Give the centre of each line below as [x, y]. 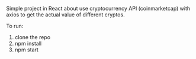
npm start [26, 50]
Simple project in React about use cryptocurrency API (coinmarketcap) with [98, 8]
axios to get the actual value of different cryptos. [66, 15]
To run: [15, 26]
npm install [28, 44]
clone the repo [33, 37]
